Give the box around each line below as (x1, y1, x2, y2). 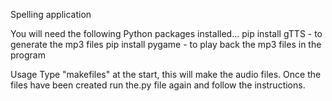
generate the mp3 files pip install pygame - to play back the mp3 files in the (10, 39, 322, 50)
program (10, 49, 46, 61)
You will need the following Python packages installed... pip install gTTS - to (10, 28, 323, 39)
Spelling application (10, 9, 92, 20)
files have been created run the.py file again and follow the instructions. (10, 79, 306, 91)
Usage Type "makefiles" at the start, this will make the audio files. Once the (10, 69, 322, 80)
